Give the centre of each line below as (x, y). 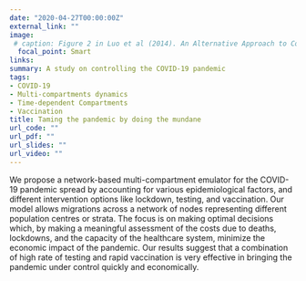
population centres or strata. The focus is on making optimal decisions (142, 218)
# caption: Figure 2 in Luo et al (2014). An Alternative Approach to (150, 43)
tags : (20, 78)
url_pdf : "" (32, 137)
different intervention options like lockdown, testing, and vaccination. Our (147, 199)
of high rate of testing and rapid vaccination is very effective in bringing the (151, 257)
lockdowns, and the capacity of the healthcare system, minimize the (138, 237)
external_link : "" (44, 26)
